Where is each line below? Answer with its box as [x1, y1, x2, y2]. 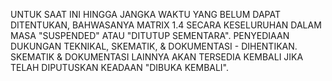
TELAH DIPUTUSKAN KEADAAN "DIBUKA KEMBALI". [10, 62, 230, 73]
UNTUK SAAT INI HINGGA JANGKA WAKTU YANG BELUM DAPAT [10, 9, 282, 20]
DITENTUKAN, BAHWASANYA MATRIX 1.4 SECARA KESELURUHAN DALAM [10, 19, 322, 31]
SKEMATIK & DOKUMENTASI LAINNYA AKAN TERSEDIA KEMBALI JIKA [10, 51, 304, 63]
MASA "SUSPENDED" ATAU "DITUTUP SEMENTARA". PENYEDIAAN [10, 30, 290, 41]
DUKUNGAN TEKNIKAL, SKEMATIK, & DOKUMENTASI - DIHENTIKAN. [10, 40, 298, 52]
